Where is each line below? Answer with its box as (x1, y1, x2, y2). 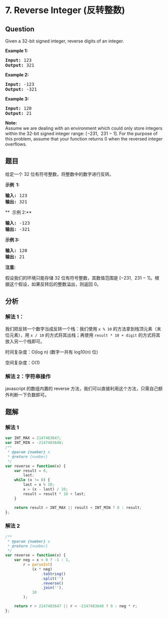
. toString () (40, 571, 66, 576)
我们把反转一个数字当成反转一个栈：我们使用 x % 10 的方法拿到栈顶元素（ (5, 325, 157, 331)
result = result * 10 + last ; (23, 491, 86, 496)
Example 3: (5, 96, 29, 101)
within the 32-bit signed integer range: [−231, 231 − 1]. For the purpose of (5, 130, 158, 136)
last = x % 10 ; (23, 482, 55, 487)
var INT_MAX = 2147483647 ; (5, 435, 61, 440)
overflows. (5, 141, 27, 147)
